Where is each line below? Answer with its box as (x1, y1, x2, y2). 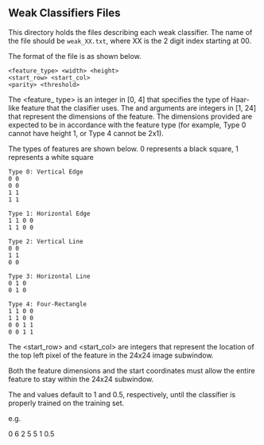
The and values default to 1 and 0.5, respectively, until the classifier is (8, 389, 236, 399)
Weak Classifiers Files (8, 6, 121, 20)
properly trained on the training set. (8, 398, 125, 408)
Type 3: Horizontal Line (8, 272, 91, 280)
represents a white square (8, 152, 94, 162)
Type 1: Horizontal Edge (8, 209, 91, 217)
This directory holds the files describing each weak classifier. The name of (8, 27, 253, 37)
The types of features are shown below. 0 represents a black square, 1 (8, 143, 239, 154)
